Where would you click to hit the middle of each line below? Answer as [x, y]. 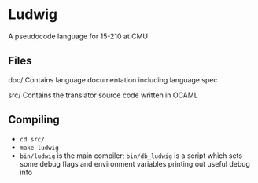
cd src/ [32, 139]
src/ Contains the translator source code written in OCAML [103, 95]
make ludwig [39, 148]
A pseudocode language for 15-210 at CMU [78, 36]
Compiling [34, 120]
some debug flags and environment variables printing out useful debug [135, 163]
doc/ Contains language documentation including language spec [113, 79]
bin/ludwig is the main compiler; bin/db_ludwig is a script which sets [131, 156]
